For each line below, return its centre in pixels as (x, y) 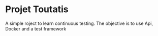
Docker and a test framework (36, 28)
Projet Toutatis (37, 9)
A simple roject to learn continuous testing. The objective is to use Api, (79, 23)
